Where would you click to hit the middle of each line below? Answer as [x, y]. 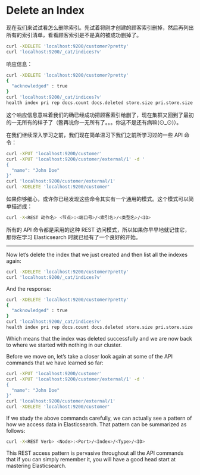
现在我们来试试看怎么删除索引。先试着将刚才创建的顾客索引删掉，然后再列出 [100, 27]
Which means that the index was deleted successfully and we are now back [99, 338]
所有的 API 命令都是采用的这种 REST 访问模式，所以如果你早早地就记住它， [98, 229]
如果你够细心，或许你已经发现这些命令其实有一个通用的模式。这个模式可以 [97, 199]
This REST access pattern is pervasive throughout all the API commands [95, 453]
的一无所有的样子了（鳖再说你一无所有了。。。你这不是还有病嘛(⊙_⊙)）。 [94, 122]
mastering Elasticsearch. [36, 465]
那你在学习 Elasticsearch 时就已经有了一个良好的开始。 [74, 237]
